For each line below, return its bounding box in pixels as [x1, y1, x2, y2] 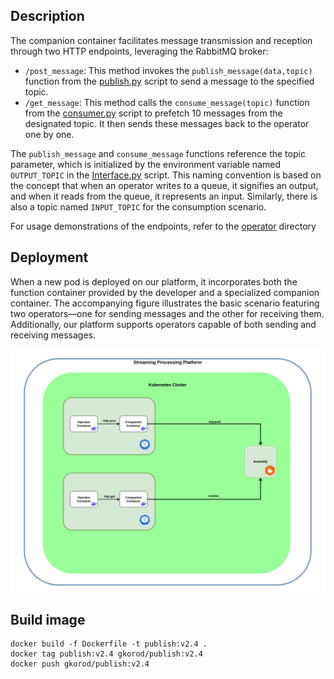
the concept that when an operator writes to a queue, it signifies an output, [10, 179, 319, 191]
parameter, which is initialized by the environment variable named [10, 158, 282, 170]
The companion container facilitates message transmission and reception [10, 34, 313, 46]
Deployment [10, 249, 89, 266]
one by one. [24, 128, 75, 140]
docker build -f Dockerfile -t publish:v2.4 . [10, 639, 208, 649]
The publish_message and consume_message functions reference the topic [10, 147, 306, 159]
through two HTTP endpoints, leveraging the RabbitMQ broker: [10, 45, 269, 57]
